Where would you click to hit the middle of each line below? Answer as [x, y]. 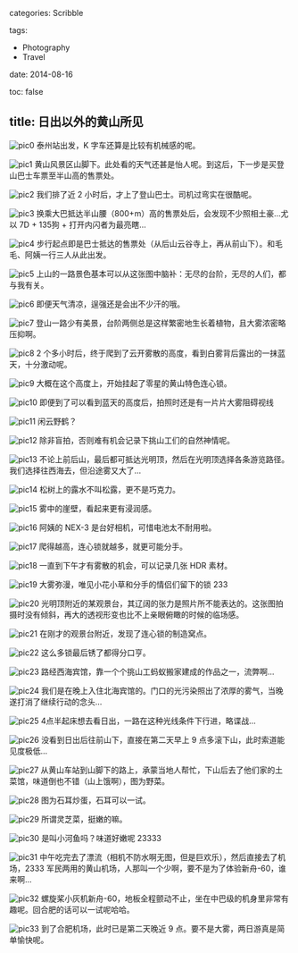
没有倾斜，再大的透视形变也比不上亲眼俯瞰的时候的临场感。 [134, 614]
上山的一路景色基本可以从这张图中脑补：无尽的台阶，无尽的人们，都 [161, 274]
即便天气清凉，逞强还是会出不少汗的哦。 [111, 304]
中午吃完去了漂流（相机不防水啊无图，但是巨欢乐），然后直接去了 [159, 856]
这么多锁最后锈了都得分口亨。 [95, 653]
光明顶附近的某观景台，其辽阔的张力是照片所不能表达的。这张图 [159, 603]
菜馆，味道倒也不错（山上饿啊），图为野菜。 [89, 780]
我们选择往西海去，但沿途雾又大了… [75, 470]
